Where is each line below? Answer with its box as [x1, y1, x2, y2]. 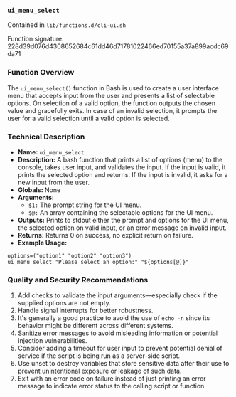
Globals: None [17, 185, 61, 194]
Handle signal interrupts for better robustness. [17, 306, 154, 315]
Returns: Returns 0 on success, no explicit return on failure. [17, 231, 193, 239]
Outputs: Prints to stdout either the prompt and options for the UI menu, [17, 216, 229, 224]
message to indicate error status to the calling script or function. [17, 382, 206, 391]
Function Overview [7, 68, 75, 78]
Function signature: [7, 35, 64, 43]
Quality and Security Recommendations [7, 275, 149, 285]
